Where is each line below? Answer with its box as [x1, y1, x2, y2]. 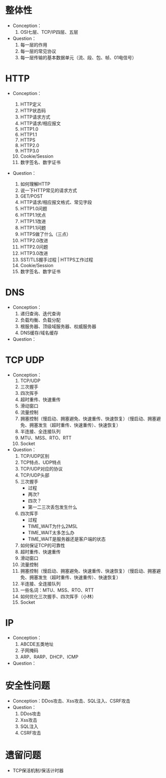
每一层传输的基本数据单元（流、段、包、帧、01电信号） [20, 54, 137, 60]
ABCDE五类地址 [20, 641, 54, 647]
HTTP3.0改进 [20, 250, 48, 256]
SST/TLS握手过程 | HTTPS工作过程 [20, 256, 93, 263]
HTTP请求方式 [20, 113, 51, 120]
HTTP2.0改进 [20, 237, 48, 243]
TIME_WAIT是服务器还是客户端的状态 [27, 536, 106, 542]
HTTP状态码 [20, 107, 46, 113]
